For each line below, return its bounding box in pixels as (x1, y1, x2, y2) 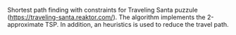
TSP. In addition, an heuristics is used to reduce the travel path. (44, 21, 229, 28)
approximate (7, 21, 44, 28)
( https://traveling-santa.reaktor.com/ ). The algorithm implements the (7, 13, 206, 21)
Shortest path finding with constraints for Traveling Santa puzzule (7, 6, 199, 14)
